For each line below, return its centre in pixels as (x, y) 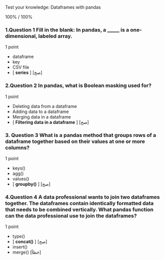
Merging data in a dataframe (42, 116)
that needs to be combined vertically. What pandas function (79, 209)
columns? (17, 147)
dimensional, (21, 36)
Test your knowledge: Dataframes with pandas (53, 7)
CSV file (21, 67)
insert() (20, 247)
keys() (19, 168)
